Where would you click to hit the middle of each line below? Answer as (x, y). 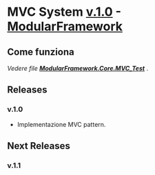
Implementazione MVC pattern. (61, 124)
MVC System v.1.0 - (64, 12)
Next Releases (39, 146)
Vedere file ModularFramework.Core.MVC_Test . (78, 68)
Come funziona (41, 52)
